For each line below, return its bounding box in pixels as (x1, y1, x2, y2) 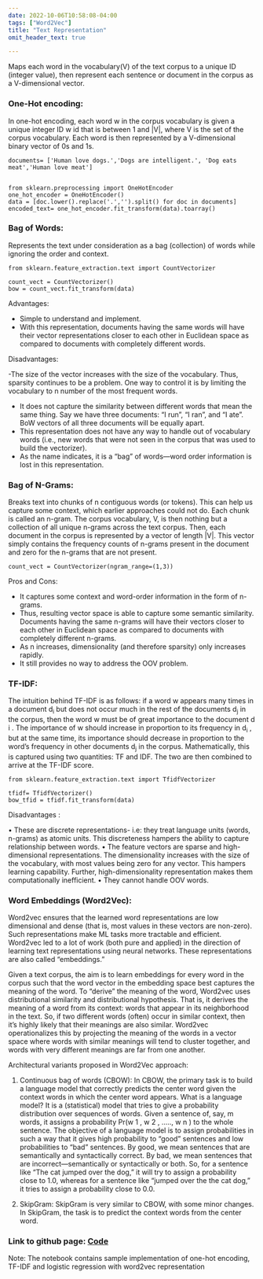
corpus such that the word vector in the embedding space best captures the (8, 979, 255, 988)
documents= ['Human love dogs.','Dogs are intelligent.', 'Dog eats (8, 157, 237, 164)
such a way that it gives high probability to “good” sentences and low (19, 1134, 244, 1144)
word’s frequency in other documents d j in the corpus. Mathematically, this (8, 742, 250, 753)
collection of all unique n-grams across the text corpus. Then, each (8, 522, 226, 532)
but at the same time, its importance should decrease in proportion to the (8, 733, 245, 743)
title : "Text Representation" (8, 26, 108, 34)
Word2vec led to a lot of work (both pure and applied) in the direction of (8, 938, 241, 948)
